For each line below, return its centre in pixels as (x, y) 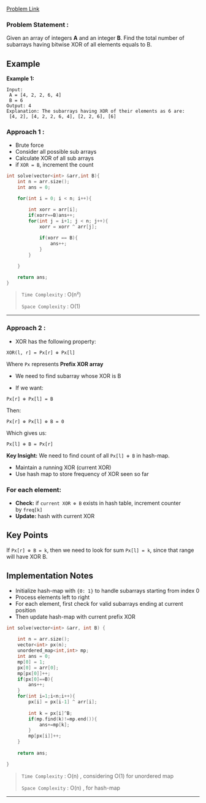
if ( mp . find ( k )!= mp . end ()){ (63, 719)
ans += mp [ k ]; (54, 725)
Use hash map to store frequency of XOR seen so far (82, 473)
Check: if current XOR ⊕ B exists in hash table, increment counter (98, 503)
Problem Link (23, 9)
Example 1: (21, 78)
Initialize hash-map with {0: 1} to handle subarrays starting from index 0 (107, 590)
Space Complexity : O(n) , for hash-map (71, 788)
